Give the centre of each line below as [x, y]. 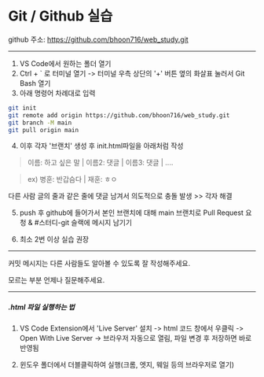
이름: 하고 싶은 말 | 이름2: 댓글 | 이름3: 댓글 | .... [100, 163]
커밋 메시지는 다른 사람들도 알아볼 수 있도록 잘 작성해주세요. [99, 264]
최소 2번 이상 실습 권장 [54, 239]
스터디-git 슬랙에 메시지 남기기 [85, 223]
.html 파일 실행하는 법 [42, 307]
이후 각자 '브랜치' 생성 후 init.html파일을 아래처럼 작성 [101, 146]
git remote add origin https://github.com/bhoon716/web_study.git [119, 115]
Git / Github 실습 [60, 16]
